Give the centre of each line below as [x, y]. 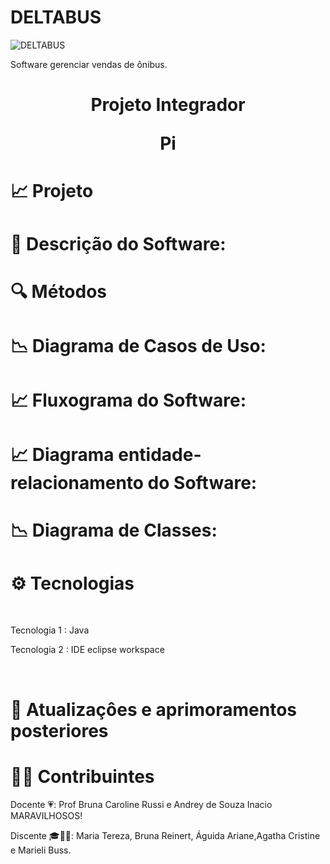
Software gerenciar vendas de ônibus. [89, 64]
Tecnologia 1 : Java [50, 630]
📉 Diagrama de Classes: [114, 530]
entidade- [160, 455]
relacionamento [77, 483]
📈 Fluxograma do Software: [128, 400]
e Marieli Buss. [41, 850]
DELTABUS [56, 17]
